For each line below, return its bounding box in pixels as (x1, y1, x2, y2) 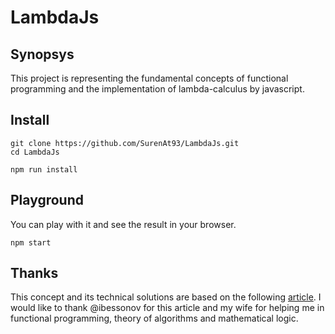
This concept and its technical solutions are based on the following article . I (10, 291, 322, 303)
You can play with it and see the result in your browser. (10, 218, 237, 230)
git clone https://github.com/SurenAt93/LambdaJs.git (10, 138, 240, 148)
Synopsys (10, 46, 75, 63)
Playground (10, 192, 84, 209)
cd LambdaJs (10, 147, 60, 157)
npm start (10, 237, 52, 248)
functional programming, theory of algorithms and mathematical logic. (10, 312, 299, 325)
